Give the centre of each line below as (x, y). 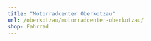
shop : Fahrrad (28, 26)
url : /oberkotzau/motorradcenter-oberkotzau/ (75, 20)
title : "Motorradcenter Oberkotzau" (61, 14)
